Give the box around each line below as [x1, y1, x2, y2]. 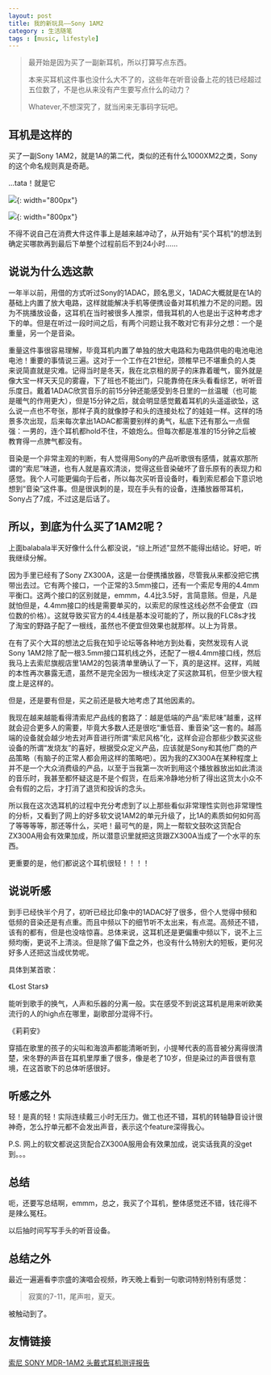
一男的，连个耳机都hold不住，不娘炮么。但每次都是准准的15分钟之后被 [22, 426, 256, 436]
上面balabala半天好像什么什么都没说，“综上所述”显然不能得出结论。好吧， [8, 542, 255, 552]
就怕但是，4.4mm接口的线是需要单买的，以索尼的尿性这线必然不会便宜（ [8, 600, 252, 610]
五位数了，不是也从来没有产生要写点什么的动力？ [27, 85, 191, 95]
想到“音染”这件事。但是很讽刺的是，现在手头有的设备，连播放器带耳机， [8, 483, 248, 493]
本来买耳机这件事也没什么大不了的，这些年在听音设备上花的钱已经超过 [27, 74, 262, 85]
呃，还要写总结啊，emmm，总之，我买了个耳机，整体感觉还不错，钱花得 [8, 1198, 250, 1208]
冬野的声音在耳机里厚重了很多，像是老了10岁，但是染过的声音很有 [29, 1052, 249, 1063]
